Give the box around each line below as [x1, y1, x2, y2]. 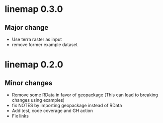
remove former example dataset [11, 42, 78, 48]
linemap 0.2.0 [4, 59, 63, 70]
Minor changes [4, 78, 53, 87]
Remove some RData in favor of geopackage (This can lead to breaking [11, 92, 159, 98]
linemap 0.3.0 [4, 3, 63, 15]
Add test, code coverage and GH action [11, 108, 93, 114]
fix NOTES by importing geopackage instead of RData [11, 103, 122, 108]
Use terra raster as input [11, 36, 62, 42]
